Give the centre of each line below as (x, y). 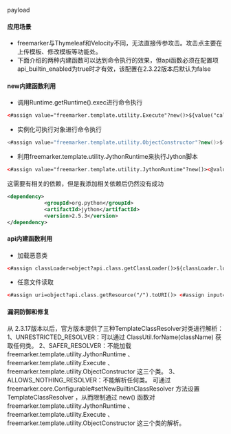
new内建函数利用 (32, 86)
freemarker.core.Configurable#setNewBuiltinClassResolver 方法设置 (103, 389)
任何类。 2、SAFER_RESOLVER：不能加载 (72, 345)
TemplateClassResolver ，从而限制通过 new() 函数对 (81, 397)
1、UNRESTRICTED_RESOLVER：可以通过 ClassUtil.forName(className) (111, 337)
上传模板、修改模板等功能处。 (59, 52)
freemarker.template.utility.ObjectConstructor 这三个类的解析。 (96, 423)
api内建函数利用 (30, 239)
